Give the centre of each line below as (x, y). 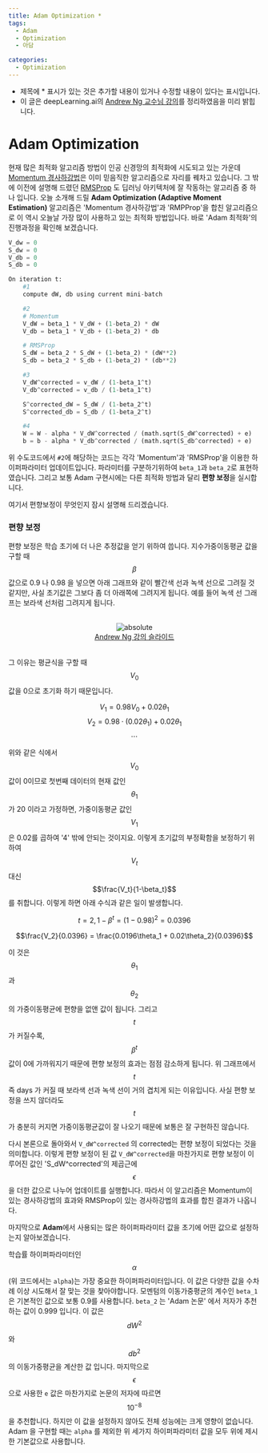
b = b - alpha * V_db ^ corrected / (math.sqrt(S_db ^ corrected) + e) (137, 442)
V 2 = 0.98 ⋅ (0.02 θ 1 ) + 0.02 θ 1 (134, 722)
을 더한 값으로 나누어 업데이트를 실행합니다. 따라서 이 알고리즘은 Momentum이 (130, 1190)
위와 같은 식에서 (33, 752)
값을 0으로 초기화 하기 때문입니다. (61, 691)
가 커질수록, (27, 1035)
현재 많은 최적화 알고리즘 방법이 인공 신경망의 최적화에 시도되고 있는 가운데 (125, 167)
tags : (17, 23)
